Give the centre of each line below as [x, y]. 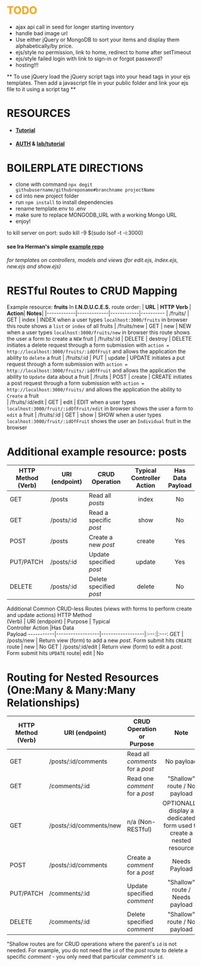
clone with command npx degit [54, 184]
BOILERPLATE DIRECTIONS [75, 168]
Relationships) [43, 703]
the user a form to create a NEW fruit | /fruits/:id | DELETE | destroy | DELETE [99, 339]
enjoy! [23, 221]
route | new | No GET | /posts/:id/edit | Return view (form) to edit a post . [95, 647]
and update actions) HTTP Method [49, 615]
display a [181, 811]
